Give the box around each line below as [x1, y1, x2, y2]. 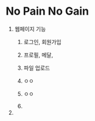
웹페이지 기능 [14, 25, 46, 32]
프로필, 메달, [23, 51, 53, 59]
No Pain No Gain [5, 4, 90, 18]
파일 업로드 [23, 64, 50, 71]
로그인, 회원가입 [23, 38, 62, 45]
